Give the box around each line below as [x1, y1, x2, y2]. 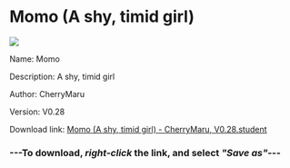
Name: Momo [9, 53, 61, 64]
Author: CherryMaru [9, 88, 85, 99]
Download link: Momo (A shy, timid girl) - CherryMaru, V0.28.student [9, 124, 267, 134]
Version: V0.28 [9, 106, 65, 117]
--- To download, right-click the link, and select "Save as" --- [9, 146, 282, 159]
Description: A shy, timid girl [9, 71, 115, 82]
